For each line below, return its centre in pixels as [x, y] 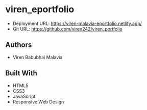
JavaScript [24, 96]
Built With [21, 73]
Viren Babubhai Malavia [38, 57]
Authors [19, 45]
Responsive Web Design [38, 102]
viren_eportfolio [40, 9]
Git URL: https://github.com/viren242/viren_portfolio [67, 29]
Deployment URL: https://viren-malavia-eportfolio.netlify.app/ [77, 23]
